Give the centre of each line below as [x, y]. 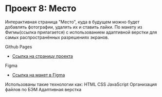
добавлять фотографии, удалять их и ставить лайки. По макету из [74, 27]
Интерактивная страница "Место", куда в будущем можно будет [72, 22]
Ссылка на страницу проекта [42, 56]
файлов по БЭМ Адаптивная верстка [43, 89]
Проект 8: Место [41, 8]
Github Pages [19, 47]
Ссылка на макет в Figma [38, 75]
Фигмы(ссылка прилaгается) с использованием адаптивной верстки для [81, 32]
